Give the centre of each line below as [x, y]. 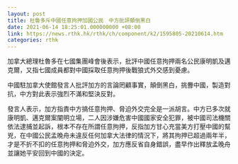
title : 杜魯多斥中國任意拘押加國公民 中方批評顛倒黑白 [79, 20]
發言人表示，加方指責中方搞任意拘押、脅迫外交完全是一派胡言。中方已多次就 [119, 109]
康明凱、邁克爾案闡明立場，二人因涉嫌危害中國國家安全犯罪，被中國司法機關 [119, 118]
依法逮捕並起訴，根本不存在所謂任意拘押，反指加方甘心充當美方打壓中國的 [116, 127]
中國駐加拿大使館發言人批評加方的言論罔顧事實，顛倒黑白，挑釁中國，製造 [116, 85]
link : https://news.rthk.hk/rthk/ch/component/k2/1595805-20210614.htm [115, 34]
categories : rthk [33, 40]
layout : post [27, 14]
